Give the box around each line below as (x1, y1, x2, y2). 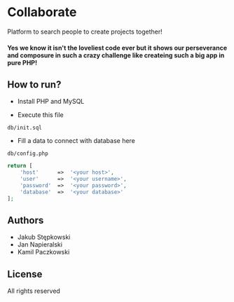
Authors (7, 214, 44, 226)
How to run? (7, 78, 62, 90)
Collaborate (7, 4, 77, 20)
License (7, 268, 43, 280)
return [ (7, 163, 33, 170)
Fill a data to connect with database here (17, 137, 135, 145)
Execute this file (17, 111, 64, 119)
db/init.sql (7, 124, 42, 132)
